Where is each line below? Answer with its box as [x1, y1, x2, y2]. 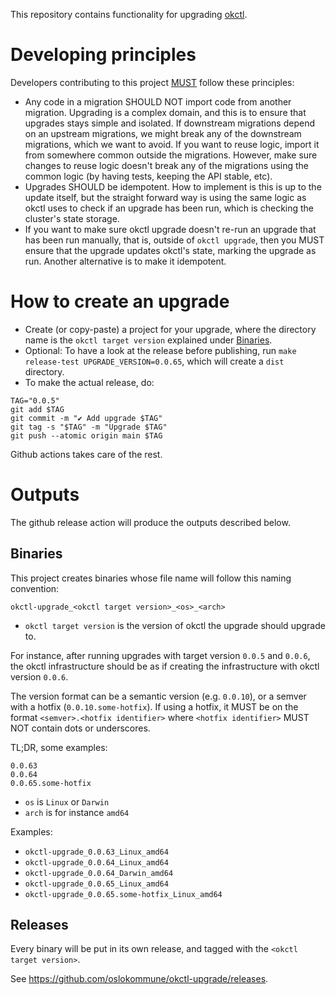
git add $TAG [10, 404, 65, 414]
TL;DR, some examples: [10, 741, 108, 753]
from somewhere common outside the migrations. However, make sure [24, 149, 318, 161]
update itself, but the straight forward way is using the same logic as [24, 191, 307, 203]
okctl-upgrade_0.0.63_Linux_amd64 [24, 847, 169, 857]
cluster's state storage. [24, 212, 120, 224]
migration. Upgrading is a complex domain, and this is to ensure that [24, 106, 307, 118]
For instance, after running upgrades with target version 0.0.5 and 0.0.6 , [10, 649, 311, 661]
